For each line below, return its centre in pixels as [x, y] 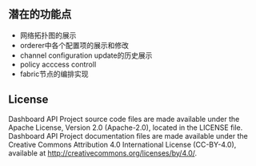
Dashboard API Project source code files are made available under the [124, 119]
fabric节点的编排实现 [54, 74]
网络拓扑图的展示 [48, 35]
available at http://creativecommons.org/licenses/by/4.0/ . [103, 153]
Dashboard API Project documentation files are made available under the [128, 136]
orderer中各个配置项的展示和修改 [74, 45]
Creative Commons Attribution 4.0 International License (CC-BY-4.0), [122, 144]
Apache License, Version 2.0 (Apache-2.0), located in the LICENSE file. [126, 128]
